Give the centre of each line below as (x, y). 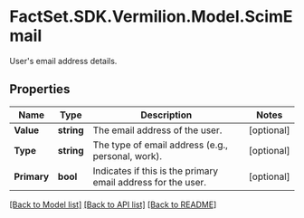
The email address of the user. (157, 130)
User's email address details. (63, 61)
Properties (40, 89)
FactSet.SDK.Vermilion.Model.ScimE (151, 17)
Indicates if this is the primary (156, 171)
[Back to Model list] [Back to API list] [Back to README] (113, 204)
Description (166, 115)
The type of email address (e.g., (161, 145)
